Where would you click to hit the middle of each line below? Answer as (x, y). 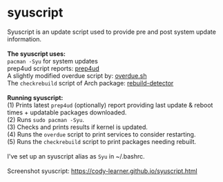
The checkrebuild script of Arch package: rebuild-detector (90, 83)
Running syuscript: (35, 97)
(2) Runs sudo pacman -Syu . (46, 119)
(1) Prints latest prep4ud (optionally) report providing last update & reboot (110, 105)
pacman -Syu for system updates (52, 61)
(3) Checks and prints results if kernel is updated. (78, 127)
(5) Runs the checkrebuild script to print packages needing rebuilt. (102, 141)
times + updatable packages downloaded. (67, 112)
